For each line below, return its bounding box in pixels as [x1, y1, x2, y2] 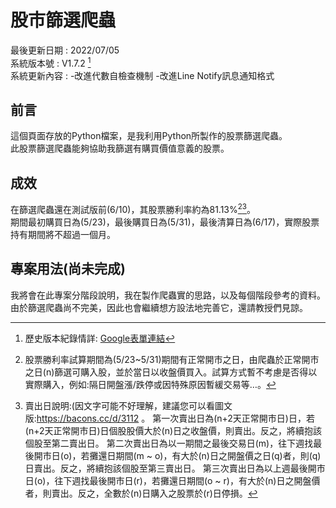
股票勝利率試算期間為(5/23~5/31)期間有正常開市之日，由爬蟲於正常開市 [24, 353, 320, 365]
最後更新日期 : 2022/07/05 [10, 44, 120, 56]
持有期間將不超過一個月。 [10, 228, 116, 240]
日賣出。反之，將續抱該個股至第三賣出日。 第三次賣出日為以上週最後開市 [24, 462, 326, 474]
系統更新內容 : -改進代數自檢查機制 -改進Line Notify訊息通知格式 [10, 69, 275, 81]
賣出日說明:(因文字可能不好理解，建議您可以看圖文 [24, 399, 233, 411]
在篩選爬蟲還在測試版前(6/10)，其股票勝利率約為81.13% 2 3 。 [10, 202, 257, 215]
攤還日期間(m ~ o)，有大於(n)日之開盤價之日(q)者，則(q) [89, 449, 322, 461]
